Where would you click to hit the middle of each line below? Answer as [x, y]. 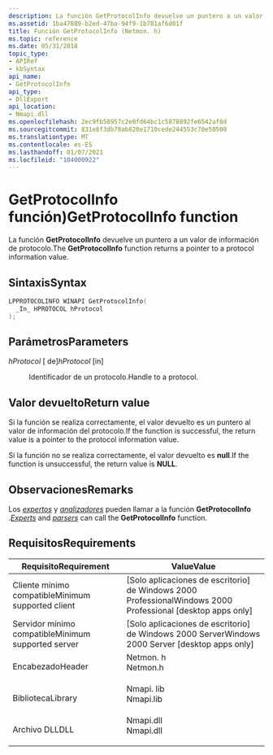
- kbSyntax [27, 69]
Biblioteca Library [45, 698]
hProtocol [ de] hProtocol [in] [56, 361]
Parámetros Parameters [69, 342]
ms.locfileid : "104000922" [54, 159]
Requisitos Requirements [72, 543]
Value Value [193, 566]
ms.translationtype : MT [49, 137]
